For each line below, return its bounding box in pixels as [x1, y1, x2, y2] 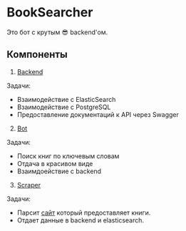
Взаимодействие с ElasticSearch [16, 95, 116, 103]
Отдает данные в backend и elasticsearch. [16, 215, 144, 225]
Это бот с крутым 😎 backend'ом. [6, 28, 108, 36]
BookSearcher [6, 4, 93, 21]
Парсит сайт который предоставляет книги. [16, 208, 151, 217]
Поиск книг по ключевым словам [16, 151, 120, 160]
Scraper [16, 180, 41, 189]
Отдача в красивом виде [16, 159, 93, 168]
